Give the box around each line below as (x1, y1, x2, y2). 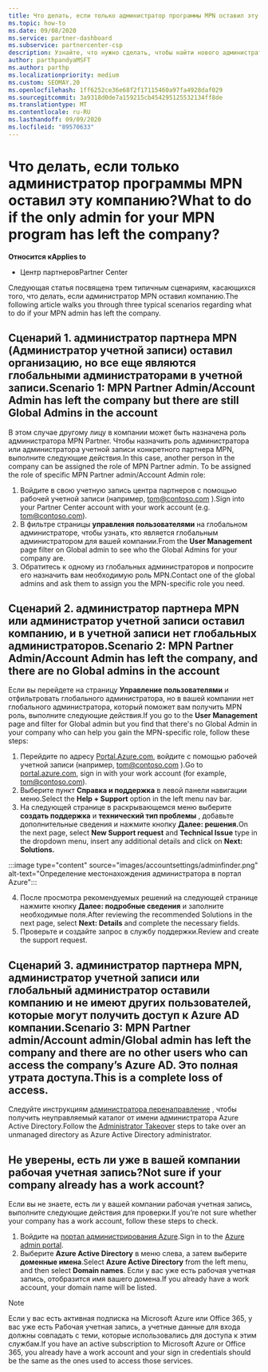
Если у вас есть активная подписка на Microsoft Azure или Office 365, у (8, 1313, 253, 1322)
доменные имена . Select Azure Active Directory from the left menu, (19, 1257, 249, 1267)
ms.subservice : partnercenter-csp (8, 42, 124, 50)
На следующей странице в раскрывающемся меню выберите (19, 803, 232, 812)
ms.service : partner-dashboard (8, 34, 112, 42)
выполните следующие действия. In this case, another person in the (8, 453, 235, 462)
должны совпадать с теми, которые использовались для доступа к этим (8, 1330, 257, 1340)
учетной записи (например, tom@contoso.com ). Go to (19, 760, 203, 770)
